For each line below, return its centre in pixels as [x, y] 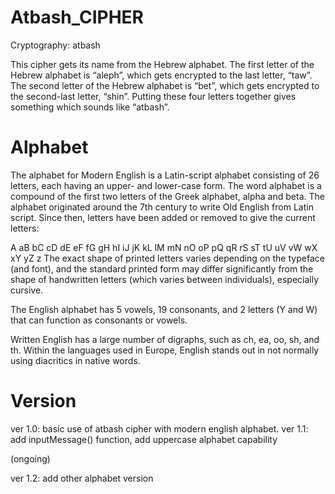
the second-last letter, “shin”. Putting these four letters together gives [153, 96]
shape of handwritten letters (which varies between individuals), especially [165, 279]
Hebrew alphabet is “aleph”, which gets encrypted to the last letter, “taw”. [161, 75]
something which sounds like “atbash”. [90, 107]
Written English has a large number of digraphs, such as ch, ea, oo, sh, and [165, 339]
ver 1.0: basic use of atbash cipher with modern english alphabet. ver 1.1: [159, 428]
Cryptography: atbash [55, 45]
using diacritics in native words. [75, 360]
